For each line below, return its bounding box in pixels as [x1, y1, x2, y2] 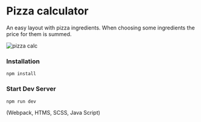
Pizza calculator [6, 4, 89, 18]
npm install [6, 71, 36, 77]
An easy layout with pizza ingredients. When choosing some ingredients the [6, 24, 195, 31]
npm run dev [6, 98, 36, 105]
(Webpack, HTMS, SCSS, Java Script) [6, 109, 101, 116]
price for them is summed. [6, 30, 72, 37]
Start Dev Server [6, 85, 56, 93]
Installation [6, 57, 40, 66]
